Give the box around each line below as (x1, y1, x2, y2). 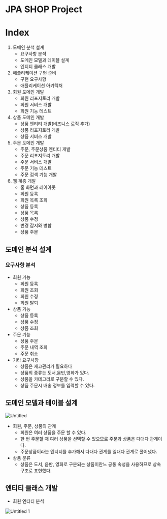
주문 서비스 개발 (20, 159, 52, 165)
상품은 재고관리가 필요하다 (20, 363, 73, 369)
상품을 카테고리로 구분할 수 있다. (20, 376, 84, 382)
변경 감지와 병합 (20, 222, 52, 228)
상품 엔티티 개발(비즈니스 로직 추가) (20, 121, 90, 127)
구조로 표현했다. (20, 467, 52, 474)
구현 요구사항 (20, 76, 47, 82)
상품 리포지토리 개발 (20, 127, 60, 133)
